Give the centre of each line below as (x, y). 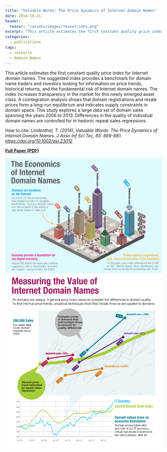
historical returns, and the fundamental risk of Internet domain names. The (81, 89)
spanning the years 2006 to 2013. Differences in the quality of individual (79, 115)
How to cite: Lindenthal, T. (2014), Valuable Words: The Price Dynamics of (81, 130)
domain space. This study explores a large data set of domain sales (74, 110)
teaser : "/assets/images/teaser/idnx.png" (54, 26)
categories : (17, 37)
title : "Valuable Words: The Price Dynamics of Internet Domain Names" (81, 10)
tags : (11, 47)
